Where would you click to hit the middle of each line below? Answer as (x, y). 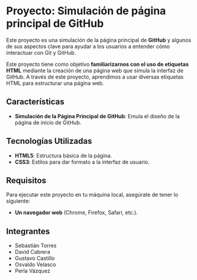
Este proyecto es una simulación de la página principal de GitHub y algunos (99, 40)
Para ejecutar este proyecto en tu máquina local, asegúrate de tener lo (92, 195)
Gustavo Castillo (35, 258)
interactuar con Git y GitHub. (41, 52)
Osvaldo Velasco (35, 265)
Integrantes (28, 231)
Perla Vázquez (32, 271)
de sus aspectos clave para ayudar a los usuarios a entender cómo (88, 46)
